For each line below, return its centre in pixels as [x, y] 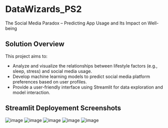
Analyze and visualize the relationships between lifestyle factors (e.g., [85, 65]
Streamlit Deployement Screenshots [63, 108]
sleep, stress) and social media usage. [52, 71]
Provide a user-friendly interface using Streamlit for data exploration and [88, 87]
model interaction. [31, 92]
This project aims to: [26, 56]
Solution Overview [35, 44]
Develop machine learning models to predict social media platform [81, 76]
